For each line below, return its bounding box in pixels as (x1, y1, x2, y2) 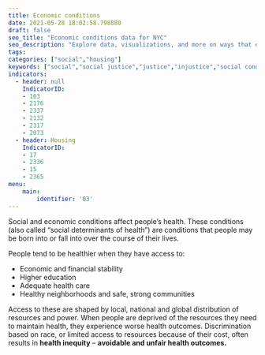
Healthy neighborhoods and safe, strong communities (19, 289, 195, 298)
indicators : (8, 70, 47, 78)
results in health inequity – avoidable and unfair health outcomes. (8, 338, 227, 347)
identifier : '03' (36, 195, 93, 203)
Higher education (19, 272, 77, 282)
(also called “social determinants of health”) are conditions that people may (8, 225, 253, 234)
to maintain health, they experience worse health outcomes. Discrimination (8, 321, 252, 331)
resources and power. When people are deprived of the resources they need (8, 312, 257, 322)
